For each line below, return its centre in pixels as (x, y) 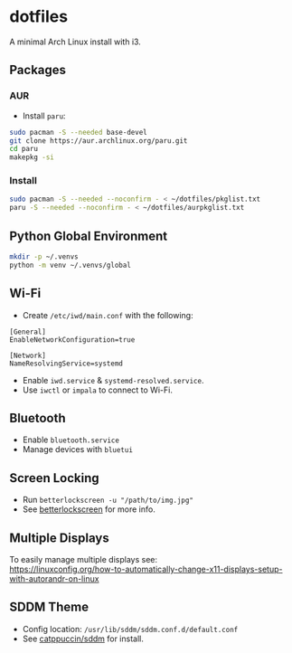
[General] (28, 332)
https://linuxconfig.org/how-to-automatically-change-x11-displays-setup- (146, 569)
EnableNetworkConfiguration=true (72, 340)
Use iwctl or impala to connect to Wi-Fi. (98, 390)
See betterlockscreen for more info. (89, 509)
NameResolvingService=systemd (66, 364)
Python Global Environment (89, 236)
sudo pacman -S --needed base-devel (78, 132)
